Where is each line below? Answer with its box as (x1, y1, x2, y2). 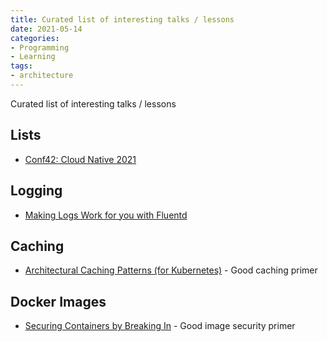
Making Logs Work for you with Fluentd (24, 209, 188, 221)
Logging (10, 182, 63, 200)
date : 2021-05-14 (10, 24, 83, 34)
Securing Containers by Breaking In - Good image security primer (24, 320, 296, 332)
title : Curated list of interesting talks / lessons (10, 14, 235, 25)
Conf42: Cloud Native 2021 (24, 153, 137, 165)
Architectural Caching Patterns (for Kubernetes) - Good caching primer (24, 264, 318, 276)
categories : (10, 33, 60, 43)
